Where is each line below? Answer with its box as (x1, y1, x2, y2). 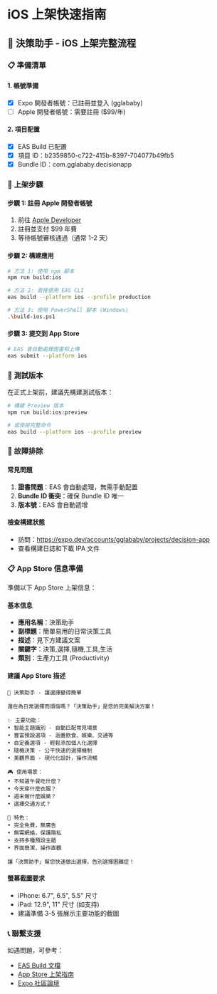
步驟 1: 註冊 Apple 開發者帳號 (7, 199, 92, 207)
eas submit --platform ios (7, 352, 88, 360)
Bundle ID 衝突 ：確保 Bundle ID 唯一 (17, 491, 125, 500)
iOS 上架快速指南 (7, 6, 107, 23)
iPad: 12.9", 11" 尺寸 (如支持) (17, 900, 100, 909)
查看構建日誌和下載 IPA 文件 (17, 544, 100, 553)
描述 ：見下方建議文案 (17, 636, 80, 644)
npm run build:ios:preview (7, 409, 88, 416)
